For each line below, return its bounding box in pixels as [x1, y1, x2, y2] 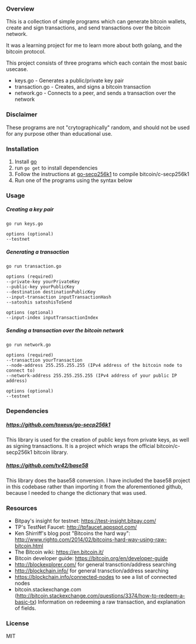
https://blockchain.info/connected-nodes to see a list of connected [14, 573, 177, 580]
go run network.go [6, 342, 51, 348]
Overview [6, 5, 35, 13]
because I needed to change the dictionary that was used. [6, 489, 147, 496]
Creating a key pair [6, 206, 54, 213]
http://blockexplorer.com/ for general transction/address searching [14, 561, 177, 568]
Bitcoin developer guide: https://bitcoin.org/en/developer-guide [14, 554, 168, 562]
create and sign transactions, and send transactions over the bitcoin [6, 24, 171, 31]
